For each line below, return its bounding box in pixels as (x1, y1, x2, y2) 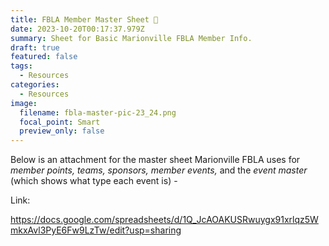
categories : (10, 80, 60, 90)
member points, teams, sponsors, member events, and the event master (10, 164, 308, 176)
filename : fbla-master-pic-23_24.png (19, 107, 177, 118)
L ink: (10, 194, 31, 206)
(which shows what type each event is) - (10, 175, 178, 187)
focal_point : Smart (19, 117, 101, 127)
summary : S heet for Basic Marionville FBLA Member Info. (10, 33, 253, 43)
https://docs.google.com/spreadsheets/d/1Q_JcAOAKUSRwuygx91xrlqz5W (10, 214, 319, 226)
